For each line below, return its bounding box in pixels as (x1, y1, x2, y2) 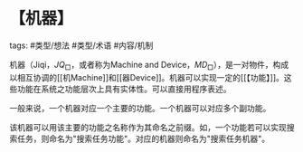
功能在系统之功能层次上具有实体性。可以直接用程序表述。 (16, 83, 232, 94)
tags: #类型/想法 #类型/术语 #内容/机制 (9, 40, 154, 51)
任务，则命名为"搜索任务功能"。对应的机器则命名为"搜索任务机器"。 (16, 133, 270, 144)
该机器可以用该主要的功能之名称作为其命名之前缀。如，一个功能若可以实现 (9, 121, 287, 132)
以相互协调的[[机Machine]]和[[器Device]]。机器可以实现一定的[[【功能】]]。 (9, 71, 285, 82)
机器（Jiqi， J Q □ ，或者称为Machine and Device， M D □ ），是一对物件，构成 (9, 59, 289, 72)
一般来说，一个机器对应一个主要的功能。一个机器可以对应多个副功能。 (9, 102, 271, 113)
